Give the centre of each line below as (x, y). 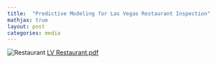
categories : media (34, 33)
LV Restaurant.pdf (73, 53)
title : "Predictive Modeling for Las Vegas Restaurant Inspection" (109, 13)
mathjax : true (28, 20)
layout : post (26, 26)
